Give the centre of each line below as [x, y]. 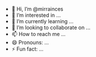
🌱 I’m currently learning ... [42, 21]
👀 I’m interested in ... [36, 15]
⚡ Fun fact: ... [27, 49]
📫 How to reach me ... [38, 34]
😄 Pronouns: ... [30, 42]
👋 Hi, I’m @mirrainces [38, 9]
